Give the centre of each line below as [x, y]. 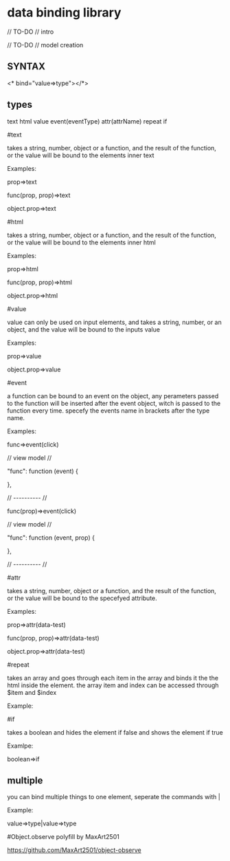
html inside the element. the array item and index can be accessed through [113, 685]
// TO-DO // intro [31, 32]
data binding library [64, 13]
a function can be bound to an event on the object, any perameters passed [113, 395]
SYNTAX [26, 67]
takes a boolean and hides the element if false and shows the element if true [115, 732]
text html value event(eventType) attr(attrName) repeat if [87, 121]
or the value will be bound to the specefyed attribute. [82, 598]
